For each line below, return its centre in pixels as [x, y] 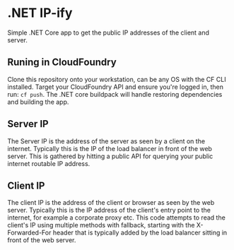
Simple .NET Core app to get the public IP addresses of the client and [109, 32]
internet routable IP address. [49, 163]
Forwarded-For [29, 233]
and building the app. [38, 102]
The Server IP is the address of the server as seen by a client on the [106, 141]
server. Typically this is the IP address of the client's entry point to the [109, 210]
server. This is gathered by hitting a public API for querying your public [110, 156]
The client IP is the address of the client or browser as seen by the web [111, 203]
